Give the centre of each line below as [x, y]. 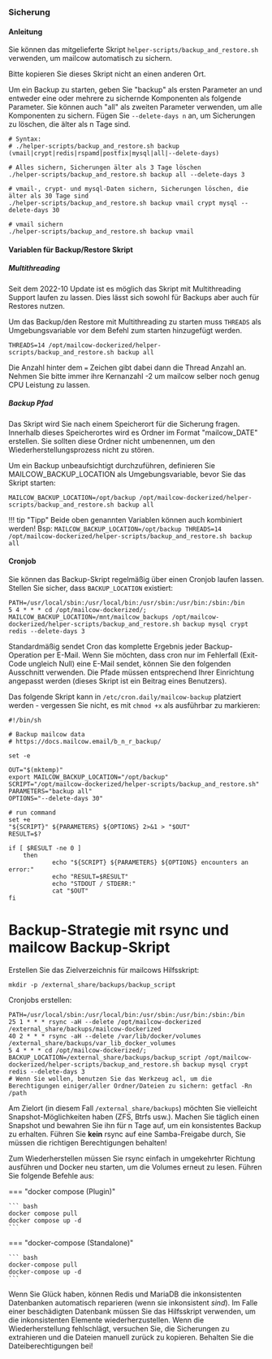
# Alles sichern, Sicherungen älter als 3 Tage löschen [105, 168]
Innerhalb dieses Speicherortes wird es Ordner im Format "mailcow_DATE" [133, 432]
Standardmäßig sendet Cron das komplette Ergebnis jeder [106, 646]
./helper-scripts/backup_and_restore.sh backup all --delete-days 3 [127, 175]
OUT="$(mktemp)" [36, 770]
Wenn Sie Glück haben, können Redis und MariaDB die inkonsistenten [125, 1294]
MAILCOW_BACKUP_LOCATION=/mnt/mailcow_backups [89, 617]
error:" [22, 869]
